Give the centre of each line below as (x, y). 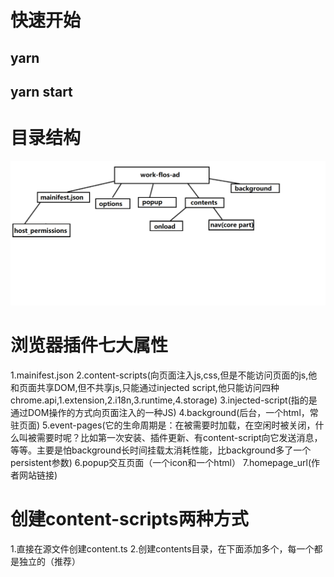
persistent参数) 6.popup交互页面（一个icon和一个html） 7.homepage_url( (161, 462)
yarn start (41, 91)
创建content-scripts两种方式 (129, 518)
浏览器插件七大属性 (89, 345)
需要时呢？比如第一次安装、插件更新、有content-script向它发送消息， (179, 437)
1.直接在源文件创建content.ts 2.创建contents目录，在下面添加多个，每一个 (162, 548)
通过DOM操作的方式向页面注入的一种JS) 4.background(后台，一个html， (160, 412)
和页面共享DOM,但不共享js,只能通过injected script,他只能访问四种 (145, 387)
